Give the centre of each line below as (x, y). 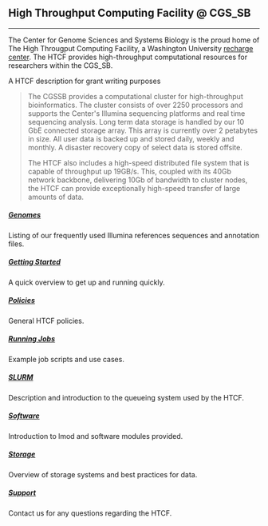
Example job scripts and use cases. (67, 359)
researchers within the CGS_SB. (61, 65)
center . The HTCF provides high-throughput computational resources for (128, 57)
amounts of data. (56, 197)
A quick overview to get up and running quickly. (87, 282)
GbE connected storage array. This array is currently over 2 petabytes (143, 130)
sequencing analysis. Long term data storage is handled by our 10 (136, 122)
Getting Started (35, 262)
